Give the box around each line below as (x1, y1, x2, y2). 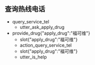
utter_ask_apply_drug (19, 24, 65, 30)
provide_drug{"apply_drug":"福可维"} (12, 30, 90, 36)
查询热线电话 (5, 5, 45, 14)
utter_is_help (19, 54, 47, 60)
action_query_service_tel (19, 42, 72, 48)
